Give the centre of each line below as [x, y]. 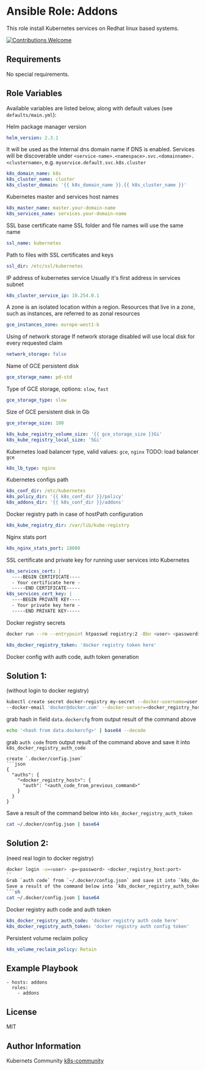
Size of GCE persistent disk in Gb [48, 412]
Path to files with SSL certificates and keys [60, 255]
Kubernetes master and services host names [63, 197]
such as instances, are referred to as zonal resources [73, 314]
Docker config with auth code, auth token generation [73, 657]
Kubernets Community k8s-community [55, 1061]
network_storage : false [37, 354]
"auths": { [26, 775]
